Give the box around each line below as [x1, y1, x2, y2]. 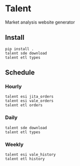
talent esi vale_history [5, 152, 56, 157]
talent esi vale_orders [5, 99, 54, 104]
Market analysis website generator [5, 19, 75, 25]
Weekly [5, 141, 24, 148]
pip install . [5, 46, 34, 52]
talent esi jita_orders [5, 94, 54, 99]
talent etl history [5, 157, 45, 162]
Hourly [5, 83, 22, 90]
